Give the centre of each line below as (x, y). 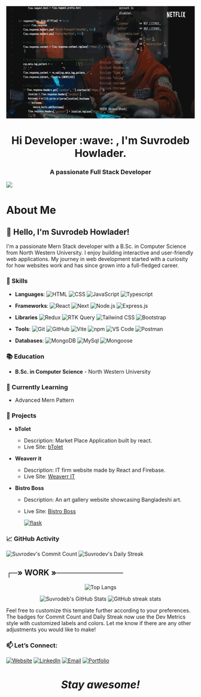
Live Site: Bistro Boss (50, 511)
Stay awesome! (100, 685)
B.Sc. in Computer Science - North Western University (83, 372)
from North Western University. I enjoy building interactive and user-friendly (100, 253)
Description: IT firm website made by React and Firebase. (95, 470)
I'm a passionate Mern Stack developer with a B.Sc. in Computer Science (96, 246)
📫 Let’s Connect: (32, 645)
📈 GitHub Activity (33, 538)
